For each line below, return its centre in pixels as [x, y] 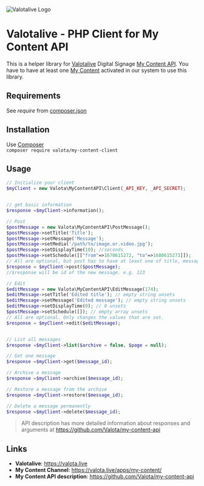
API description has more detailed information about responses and [106, 423]
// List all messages [34, 339]
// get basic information [39, 205]
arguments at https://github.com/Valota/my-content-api [91, 430]
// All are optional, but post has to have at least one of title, [93, 261]
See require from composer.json [46, 110]
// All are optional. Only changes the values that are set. [85, 317]
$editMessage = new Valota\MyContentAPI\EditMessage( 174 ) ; [83, 289]
